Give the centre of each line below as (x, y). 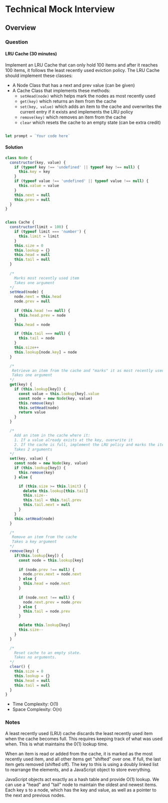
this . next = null (32, 195)
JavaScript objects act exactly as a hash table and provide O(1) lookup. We (82, 779)
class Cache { (20, 222)
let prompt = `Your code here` (38, 136)
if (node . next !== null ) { (46, 597)
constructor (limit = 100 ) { (39, 227)
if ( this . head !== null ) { (42, 310)
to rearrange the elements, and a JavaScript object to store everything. (78, 769)
